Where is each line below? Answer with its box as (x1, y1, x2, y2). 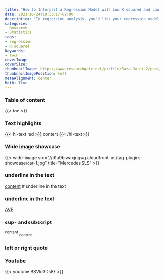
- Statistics (5, 30, 32, 35)
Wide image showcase (5, 143, 60, 150)
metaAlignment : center (5, 76, 52, 81)
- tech (5, 53, 19, 58)
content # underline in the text (5, 183, 66, 189)
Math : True (5, 80, 27, 85)
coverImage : (5, 57, 29, 62)
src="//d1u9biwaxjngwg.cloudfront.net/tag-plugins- (38, 154, 143, 160)
